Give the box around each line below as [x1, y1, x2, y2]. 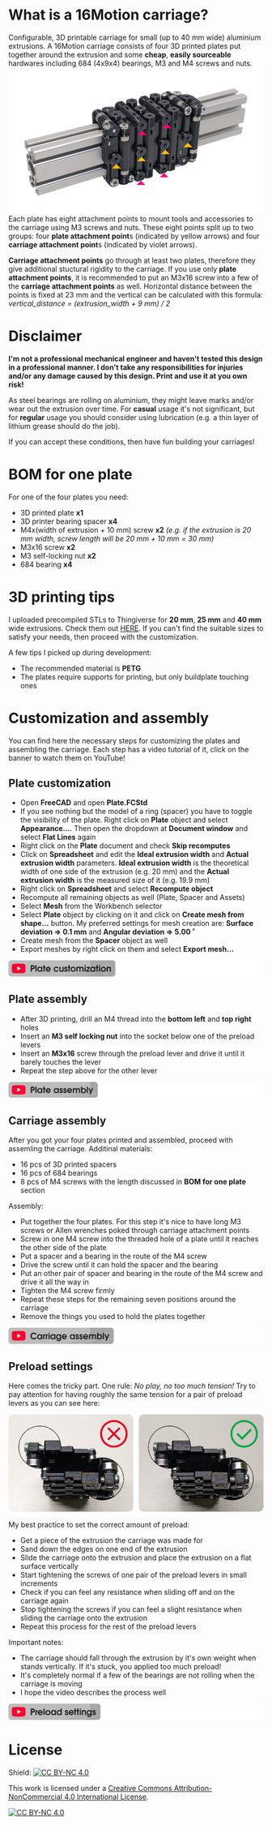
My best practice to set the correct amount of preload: [8, 1520, 190, 1530]
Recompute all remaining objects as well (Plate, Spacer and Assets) [19, 893, 245, 902]
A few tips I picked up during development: [8, 647, 152, 658]
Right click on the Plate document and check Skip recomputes [19, 841, 231, 850]
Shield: [8, 1767, 32, 1777]
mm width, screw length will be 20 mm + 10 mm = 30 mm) [19, 533, 215, 543]
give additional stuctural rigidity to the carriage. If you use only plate [8, 263, 237, 273]
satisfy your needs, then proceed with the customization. [8, 632, 198, 641]
